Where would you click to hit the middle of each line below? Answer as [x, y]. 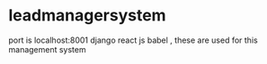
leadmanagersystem [88, 16]
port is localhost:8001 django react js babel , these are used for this [133, 40]
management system [47, 49]
